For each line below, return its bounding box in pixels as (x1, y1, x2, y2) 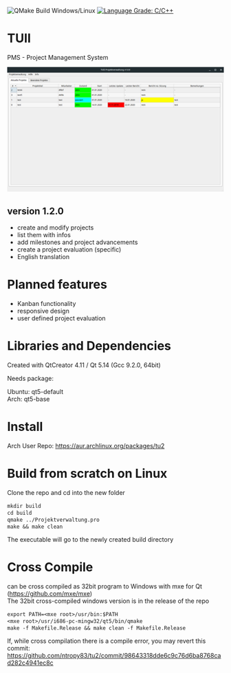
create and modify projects (16, 223, 94, 232)
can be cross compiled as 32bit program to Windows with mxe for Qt (7, 582, 203, 591)
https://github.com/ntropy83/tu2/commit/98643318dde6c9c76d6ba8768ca (7, 651, 221, 659)
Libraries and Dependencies (7, 338, 172, 354)
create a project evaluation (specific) (16, 245, 122, 254)
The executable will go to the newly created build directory (7, 535, 174, 543)
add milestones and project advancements (16, 238, 138, 247)
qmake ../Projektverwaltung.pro (7, 516, 100, 523)
